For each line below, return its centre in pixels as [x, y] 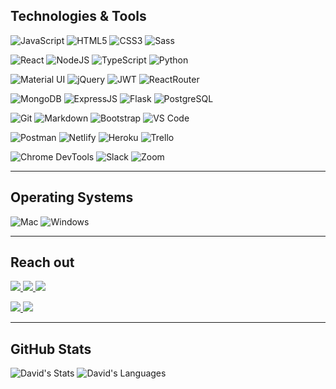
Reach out [42, 262]
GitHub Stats [51, 349]
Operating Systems [72, 197]
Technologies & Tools [78, 16]
